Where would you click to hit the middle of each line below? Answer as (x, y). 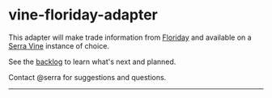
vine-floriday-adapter (83, 15)
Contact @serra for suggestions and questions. (87, 77)
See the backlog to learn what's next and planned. (92, 62)
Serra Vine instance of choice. (59, 45)
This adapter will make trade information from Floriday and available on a (130, 37)
